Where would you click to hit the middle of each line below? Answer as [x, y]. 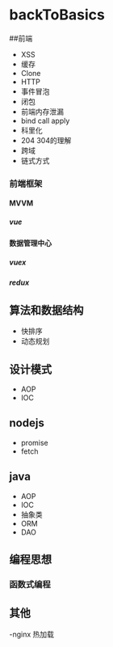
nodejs [27, 423]
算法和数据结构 [46, 310]
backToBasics [57, 15]
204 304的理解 [46, 140]
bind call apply [45, 121]
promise [35, 442]
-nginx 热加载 [32, 634]
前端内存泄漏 [42, 112]
